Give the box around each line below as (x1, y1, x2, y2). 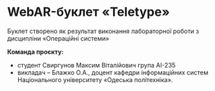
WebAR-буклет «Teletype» (7, 4, 170, 20)
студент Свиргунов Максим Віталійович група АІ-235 (17, 61, 176, 69)
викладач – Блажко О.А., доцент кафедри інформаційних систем (17, 68, 209, 77)
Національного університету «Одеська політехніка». (17, 75, 173, 83)
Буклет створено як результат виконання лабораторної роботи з (7, 27, 200, 35)
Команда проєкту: (7, 48, 64, 56)
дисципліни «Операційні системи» (7, 34, 110, 42)
